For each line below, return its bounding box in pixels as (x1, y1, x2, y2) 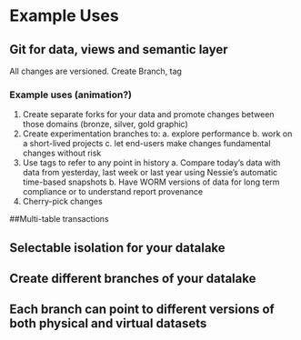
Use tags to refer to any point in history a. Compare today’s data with (22, 157, 281, 168)
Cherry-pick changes (22, 196, 103, 207)
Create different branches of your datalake (9, 271, 256, 286)
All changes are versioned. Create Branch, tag (9, 65, 182, 76)
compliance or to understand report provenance (22, 186, 203, 197)
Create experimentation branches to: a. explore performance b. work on (22, 128, 293, 139)
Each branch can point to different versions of (9, 302, 275, 317)
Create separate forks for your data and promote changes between (22, 109, 275, 120)
